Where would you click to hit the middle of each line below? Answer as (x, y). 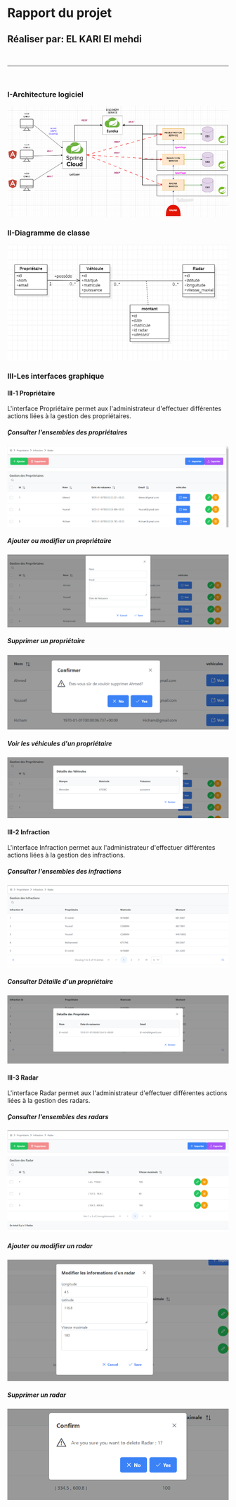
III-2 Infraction (29, 832)
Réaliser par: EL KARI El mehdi (74, 39)
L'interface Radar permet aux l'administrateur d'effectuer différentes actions (117, 1093)
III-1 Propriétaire (31, 393)
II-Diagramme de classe (48, 233)
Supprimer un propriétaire (46, 641)
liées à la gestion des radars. (49, 1101)
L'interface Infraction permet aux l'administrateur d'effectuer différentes (111, 848)
